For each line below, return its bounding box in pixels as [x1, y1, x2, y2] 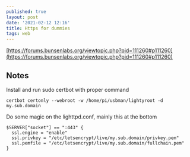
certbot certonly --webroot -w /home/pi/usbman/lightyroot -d [6, 97, 163, 104]
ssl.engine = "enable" [11, 130, 68, 136]
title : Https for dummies [6, 25, 70, 31]
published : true [6, 8, 46, 15]
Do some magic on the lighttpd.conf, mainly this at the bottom [6, 113, 157, 120]
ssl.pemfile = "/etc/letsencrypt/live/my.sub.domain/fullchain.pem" [11, 140, 185, 146]
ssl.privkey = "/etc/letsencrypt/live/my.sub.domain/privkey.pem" [11, 134, 179, 141]
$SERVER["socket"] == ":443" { [6, 124, 84, 130]
